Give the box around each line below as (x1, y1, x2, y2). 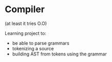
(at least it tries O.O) (5, 20, 47, 26)
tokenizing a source (12, 45, 54, 51)
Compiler (5, 4, 45, 15)
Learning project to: (5, 30, 47, 36)
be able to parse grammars (12, 40, 70, 46)
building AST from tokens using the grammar (12, 51, 107, 57)
